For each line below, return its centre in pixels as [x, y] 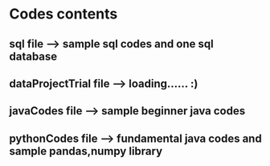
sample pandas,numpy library [86, 151]
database [33, 56]
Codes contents [63, 14]
